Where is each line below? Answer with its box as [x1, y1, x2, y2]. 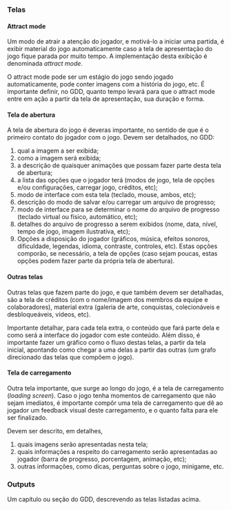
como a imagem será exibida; [17, 154, 101, 162]
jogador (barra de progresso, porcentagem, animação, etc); [17, 455, 187, 463]
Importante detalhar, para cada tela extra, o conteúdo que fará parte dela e [7, 323, 220, 332]
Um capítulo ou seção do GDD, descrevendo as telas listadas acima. [7, 495, 201, 504]
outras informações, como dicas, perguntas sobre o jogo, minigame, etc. [17, 462, 224, 471]
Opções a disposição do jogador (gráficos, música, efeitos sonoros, [17, 235, 210, 243]
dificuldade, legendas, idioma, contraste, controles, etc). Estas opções [17, 242, 218, 250]
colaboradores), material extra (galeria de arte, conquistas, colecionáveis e [7, 303, 221, 311]
